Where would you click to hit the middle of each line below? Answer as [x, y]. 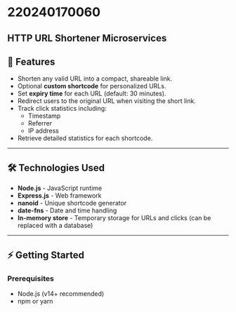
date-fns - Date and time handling [67, 210]
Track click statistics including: [62, 109]
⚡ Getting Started [46, 255]
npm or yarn [35, 301]
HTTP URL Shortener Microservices [87, 38]
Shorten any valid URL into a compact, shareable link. [95, 79]
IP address [44, 131]
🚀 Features [31, 61]
